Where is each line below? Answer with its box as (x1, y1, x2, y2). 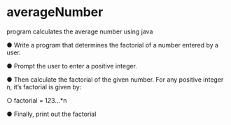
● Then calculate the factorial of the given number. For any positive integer (6, 75, 224, 84)
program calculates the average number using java (6, 27, 153, 36)
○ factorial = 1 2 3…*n (6, 96, 67, 105)
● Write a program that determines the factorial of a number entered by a (6, 41, 218, 49)
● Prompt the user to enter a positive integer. (6, 61, 138, 70)
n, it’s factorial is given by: (6, 82, 82, 91)
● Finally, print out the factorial (6, 110, 97, 118)
